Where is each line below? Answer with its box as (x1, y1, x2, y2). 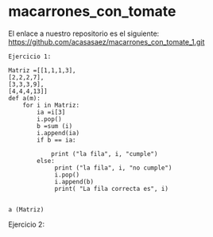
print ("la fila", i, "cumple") (50, 150, 158, 157)
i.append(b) (54, 177, 94, 185)
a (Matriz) (8, 205, 45, 213)
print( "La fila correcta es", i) (54, 185, 169, 192)
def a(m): (8, 94, 41, 102)
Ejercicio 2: (8, 220, 45, 229)
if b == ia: (37, 136, 77, 144)
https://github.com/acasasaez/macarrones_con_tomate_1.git (8, 37, 205, 46)
